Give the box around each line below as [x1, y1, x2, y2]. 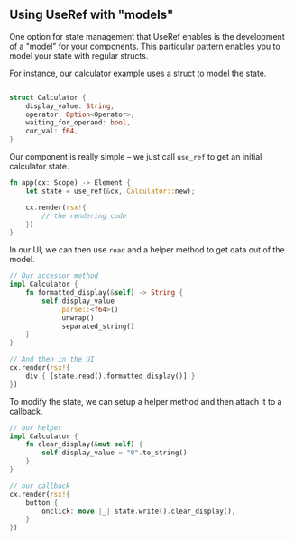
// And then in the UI [9, 355, 95, 364]
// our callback [9, 481, 70, 490]
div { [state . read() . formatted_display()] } [25, 371, 196, 380]
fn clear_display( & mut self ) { [25, 440, 143, 449]
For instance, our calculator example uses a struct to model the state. [9, 68, 267, 78]
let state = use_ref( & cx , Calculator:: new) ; [25, 187, 196, 196]
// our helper [9, 423, 63, 432]
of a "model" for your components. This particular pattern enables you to [9, 41, 281, 51]
